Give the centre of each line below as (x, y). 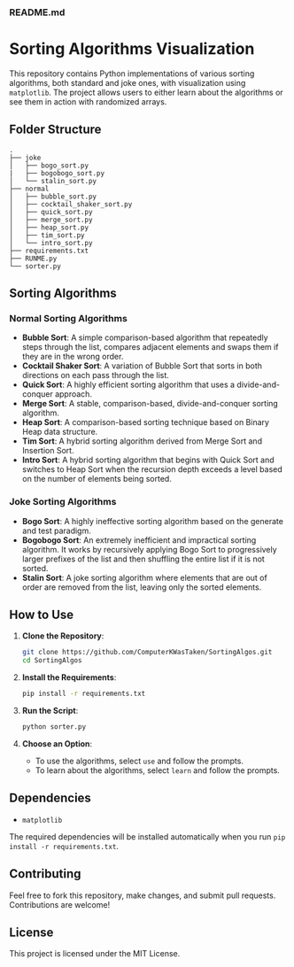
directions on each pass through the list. (96, 375)
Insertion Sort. (48, 451)
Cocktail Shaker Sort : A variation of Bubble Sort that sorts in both (142, 366)
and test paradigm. (56, 530)
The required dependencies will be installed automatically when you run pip (147, 836)
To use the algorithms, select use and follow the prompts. (139, 761)
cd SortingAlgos (52, 661)
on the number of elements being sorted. (97, 479)
